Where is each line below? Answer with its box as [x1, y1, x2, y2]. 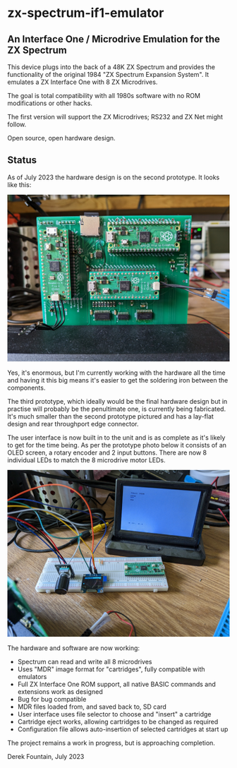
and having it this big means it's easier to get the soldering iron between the [7, 376, 229, 384]
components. [7, 383, 46, 392]
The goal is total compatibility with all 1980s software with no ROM [7, 92, 201, 100]
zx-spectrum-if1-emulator [7, 5, 164, 21]
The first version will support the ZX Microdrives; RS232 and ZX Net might [7, 113, 224, 121]
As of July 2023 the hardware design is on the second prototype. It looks [7, 173, 220, 181]
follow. [7, 120, 27, 128]
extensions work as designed [17, 687, 104, 696]
